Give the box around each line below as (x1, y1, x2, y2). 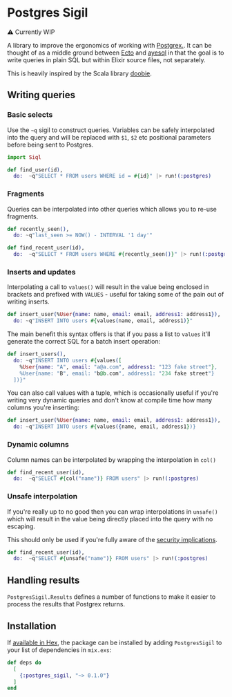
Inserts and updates (7, 267, 76, 277)
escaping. (7, 522, 36, 530)
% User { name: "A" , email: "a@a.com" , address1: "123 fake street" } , (19, 363, 217, 371)
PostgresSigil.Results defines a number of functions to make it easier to (7, 593, 216, 601)
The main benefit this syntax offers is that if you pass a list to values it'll (7, 330, 211, 338)
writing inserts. (7, 297, 50, 306)
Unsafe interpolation (7, 492, 78, 501)
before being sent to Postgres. (7, 140, 94, 149)
